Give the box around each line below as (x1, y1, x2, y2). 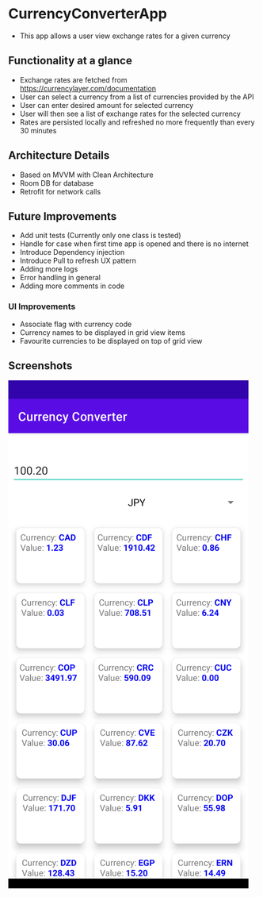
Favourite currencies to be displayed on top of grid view (19, 336, 203, 345)
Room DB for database (19, 178, 94, 187)
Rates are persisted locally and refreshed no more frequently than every (19, 117, 255, 127)
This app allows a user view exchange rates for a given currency (19, 31, 231, 40)
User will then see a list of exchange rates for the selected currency (19, 109, 242, 118)
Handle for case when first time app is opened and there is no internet (19, 239, 250, 248)
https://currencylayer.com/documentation (19, 83, 157, 93)
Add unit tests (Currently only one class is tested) (19, 231, 181, 241)
